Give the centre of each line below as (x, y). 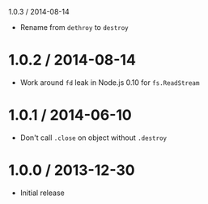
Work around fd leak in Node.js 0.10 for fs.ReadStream (110, 82)
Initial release (42, 193)
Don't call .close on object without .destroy (93, 138)
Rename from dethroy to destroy (74, 27)
